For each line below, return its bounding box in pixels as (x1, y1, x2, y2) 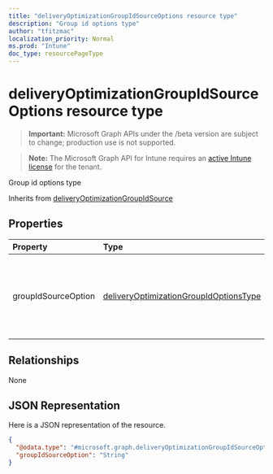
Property (12, 241, 48, 252)
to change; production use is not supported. (28, 137, 176, 147)
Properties (8, 217, 63, 231)
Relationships (8, 354, 80, 367)
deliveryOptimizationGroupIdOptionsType (102, 290, 262, 302)
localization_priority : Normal (8, 34, 115, 43)
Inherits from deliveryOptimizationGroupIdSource (8, 193, 173, 203)
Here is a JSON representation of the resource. (8, 420, 167, 430)
